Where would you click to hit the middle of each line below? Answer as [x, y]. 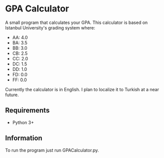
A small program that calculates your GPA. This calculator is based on [77, 22]
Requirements [27, 110]
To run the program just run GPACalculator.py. [52, 150]
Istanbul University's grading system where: [50, 27]
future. [12, 95]
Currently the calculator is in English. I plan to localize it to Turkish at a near [82, 89]
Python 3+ [23, 122]
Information [24, 138]
